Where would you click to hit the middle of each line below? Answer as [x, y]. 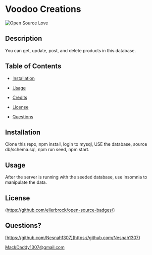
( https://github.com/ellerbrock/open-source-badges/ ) [60, 210]
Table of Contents [33, 66]
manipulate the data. [26, 182]
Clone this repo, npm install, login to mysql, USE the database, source [76, 144]
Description [24, 39]
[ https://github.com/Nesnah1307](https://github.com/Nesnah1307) [73, 238]
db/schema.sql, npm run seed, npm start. [47, 150]
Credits [20, 97]
